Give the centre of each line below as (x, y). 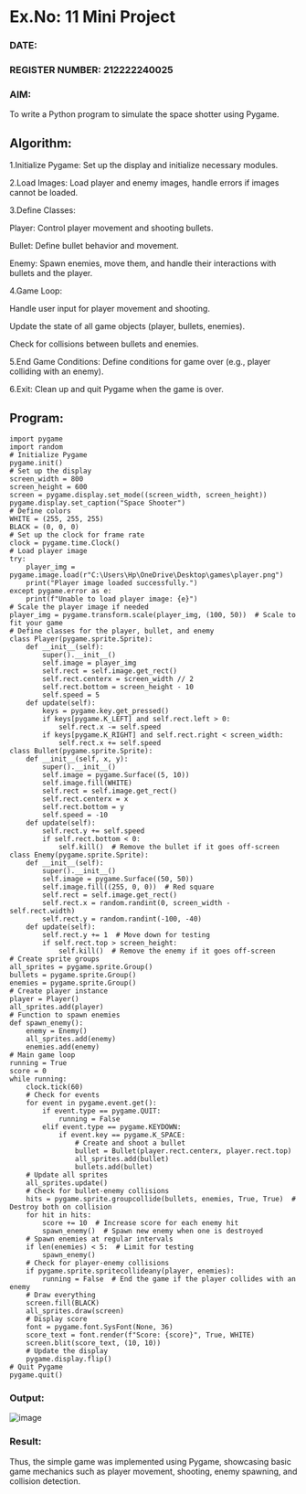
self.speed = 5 (71, 695)
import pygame (37, 439)
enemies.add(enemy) (63, 1047)
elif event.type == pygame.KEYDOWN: (112, 1126)
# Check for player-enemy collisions (98, 1263)
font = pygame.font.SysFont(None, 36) (100, 1327)
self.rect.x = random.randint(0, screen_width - (137, 902)
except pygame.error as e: (61, 591)
